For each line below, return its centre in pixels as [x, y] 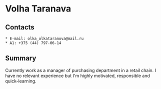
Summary [21, 58]
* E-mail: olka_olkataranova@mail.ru [44, 38]
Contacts [20, 27]
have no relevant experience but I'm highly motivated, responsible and [77, 75]
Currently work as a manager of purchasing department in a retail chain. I [81, 70]
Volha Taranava [38, 9]
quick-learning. [21, 81]
